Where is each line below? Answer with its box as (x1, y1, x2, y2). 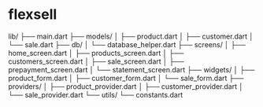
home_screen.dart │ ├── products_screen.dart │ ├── (8, 48, 184, 57)
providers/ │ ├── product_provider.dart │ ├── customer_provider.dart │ (8, 81, 244, 91)
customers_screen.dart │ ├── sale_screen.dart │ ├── (8, 57, 184, 66)
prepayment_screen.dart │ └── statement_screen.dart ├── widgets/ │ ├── (8, 65, 255, 74)
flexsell (8, 6, 57, 24)
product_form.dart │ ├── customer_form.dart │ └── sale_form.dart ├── (8, 73, 244, 83)
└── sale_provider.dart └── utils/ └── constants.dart (8, 90, 183, 99)
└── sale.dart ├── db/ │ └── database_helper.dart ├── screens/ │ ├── (8, 39, 246, 49)
